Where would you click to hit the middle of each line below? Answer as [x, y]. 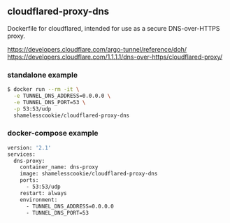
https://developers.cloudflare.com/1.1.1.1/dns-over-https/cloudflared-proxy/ [115, 57]
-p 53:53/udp [33, 109]
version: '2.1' [29, 148]
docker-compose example [53, 134]
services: [22, 154]
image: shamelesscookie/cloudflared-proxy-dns [89, 174]
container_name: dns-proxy [59, 167]
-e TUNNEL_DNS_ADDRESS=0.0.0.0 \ [62, 96]
